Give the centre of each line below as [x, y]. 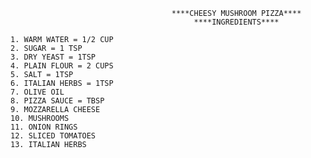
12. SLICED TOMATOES [53, 136]
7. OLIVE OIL [37, 92]
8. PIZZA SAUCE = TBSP [57, 101]
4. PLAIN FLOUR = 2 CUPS [62, 66]
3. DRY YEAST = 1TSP [53, 57]
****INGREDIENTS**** [236, 22]
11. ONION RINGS [44, 127]
